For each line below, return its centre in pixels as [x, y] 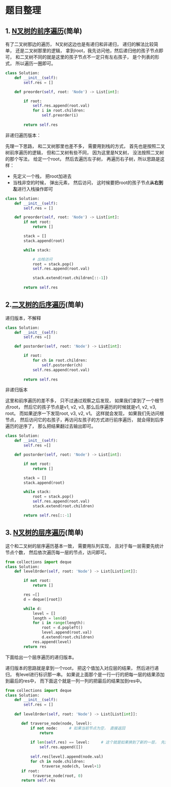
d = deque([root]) [43, 599]
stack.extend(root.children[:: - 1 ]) [70, 278]
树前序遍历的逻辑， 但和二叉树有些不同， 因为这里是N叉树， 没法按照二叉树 [85, 152]
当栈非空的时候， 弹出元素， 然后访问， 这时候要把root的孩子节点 [81, 183]
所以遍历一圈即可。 [35, 63]
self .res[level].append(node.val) [67, 757]
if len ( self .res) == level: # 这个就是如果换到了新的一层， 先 [97, 743]
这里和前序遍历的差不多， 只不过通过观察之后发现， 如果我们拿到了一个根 [82, 401]
